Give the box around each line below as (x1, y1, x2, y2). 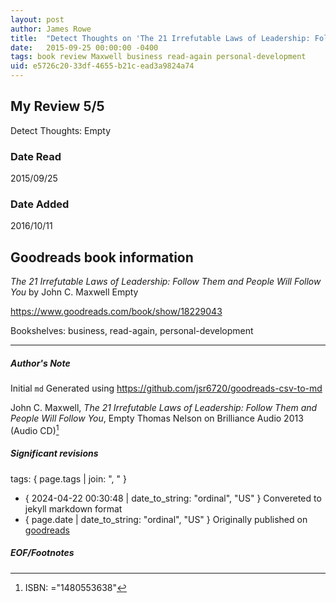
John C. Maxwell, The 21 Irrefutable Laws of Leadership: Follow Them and (10, 402, 318, 414)
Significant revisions (10, 447, 99, 460)
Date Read (10, 149, 62, 163)
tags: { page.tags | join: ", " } (10, 472, 127, 485)
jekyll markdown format (24, 502, 123, 515)
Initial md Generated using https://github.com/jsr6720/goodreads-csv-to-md (10, 382, 323, 395)
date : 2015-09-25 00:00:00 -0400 (10, 42, 159, 53)
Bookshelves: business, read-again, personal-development (10, 325, 254, 337)
